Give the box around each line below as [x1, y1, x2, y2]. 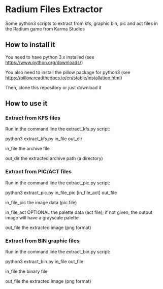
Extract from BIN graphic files [5, 237, 80, 244]
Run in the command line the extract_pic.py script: [5, 179, 111, 186]
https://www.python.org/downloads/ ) [5, 59, 83, 66]
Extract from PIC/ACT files [5, 168, 72, 175]
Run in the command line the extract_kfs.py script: [5, 126, 111, 132]
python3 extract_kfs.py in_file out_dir [5, 136, 83, 142]
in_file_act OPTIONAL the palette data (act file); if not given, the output [5, 209, 153, 215]
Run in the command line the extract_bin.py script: [5, 249, 111, 255]
